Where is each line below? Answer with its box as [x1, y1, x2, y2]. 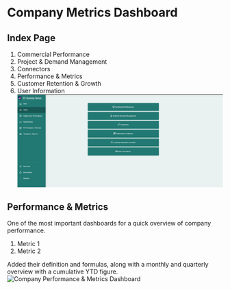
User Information [16, 87, 65, 95]
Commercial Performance [16, 50, 90, 58]
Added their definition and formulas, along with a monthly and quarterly [7, 260, 209, 268]
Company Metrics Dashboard [7, 5, 178, 21]
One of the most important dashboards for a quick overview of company [7, 219, 212, 227]
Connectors [16, 65, 51, 73]
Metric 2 [16, 247, 41, 255]
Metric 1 [16, 239, 40, 247]
